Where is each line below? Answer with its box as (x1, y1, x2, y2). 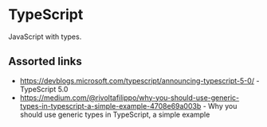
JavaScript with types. (8, 32, 82, 41)
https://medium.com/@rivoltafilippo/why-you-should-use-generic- (19, 93, 240, 102)
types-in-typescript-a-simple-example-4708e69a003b (19, 101, 202, 110)
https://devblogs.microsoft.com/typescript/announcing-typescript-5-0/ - (19, 75, 260, 85)
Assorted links (8, 55, 82, 68)
